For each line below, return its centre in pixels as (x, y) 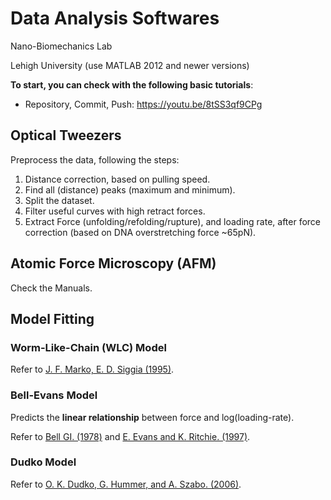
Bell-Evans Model (54, 395)
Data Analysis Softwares (115, 18)
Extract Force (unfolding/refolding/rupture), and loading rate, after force (173, 221)
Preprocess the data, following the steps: (95, 159)
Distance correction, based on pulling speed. (117, 179)
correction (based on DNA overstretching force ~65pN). (140, 232)
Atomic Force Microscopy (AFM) (113, 263)
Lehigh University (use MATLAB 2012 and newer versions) (130, 65)
